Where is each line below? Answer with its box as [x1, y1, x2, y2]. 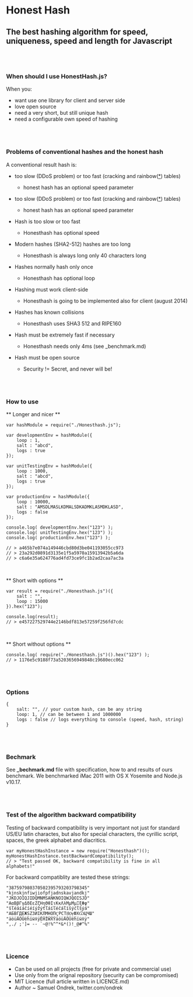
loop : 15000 [16, 598, 48, 604]
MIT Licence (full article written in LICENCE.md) [14, 978, 129, 985]
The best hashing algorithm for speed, [6, 27, 149, 37]
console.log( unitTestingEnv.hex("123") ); [6, 529, 114, 536]
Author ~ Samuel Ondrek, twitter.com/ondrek [14, 984, 123, 991]
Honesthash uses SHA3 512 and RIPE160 [23, 320, 121, 327]
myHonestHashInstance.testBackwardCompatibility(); [6, 853, 134, 859]
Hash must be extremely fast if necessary [14, 331, 115, 338]
